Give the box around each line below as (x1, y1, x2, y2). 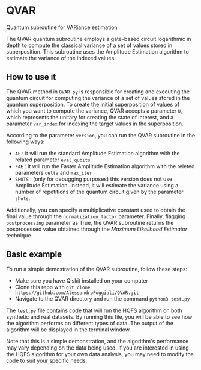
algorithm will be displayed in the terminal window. (6, 326, 131, 333)
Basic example (6, 249, 62, 260)
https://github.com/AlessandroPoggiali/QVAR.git (14, 290, 139, 296)
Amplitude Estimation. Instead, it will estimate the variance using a (14, 181, 179, 189)
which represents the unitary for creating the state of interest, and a (6, 113, 174, 121)
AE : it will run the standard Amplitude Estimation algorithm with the (14, 149, 180, 157)
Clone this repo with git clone (14, 283, 91, 290)
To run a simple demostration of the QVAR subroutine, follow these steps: (6, 265, 188, 272)
